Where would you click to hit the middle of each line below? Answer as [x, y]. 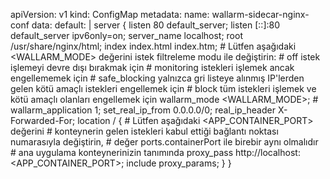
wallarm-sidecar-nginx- [260, 14]
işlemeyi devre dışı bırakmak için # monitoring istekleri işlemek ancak [152, 67]
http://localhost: [267, 152]
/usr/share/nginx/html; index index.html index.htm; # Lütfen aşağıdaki [153, 46]
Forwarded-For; [43, 120]
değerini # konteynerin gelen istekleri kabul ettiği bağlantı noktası [144, 131]
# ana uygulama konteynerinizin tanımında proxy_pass [122, 152]
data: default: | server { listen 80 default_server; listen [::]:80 [156, 25]
